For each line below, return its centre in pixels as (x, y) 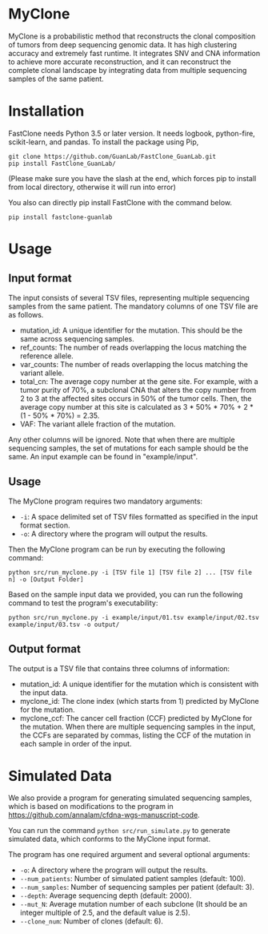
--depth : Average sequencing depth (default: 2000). (106, 896)
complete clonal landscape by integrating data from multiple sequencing (128, 70)
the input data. (44, 692)
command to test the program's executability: (83, 603)
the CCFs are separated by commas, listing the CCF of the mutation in (135, 735)
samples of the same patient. (56, 79)
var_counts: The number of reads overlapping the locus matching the (134, 364)
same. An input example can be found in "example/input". (103, 456)
